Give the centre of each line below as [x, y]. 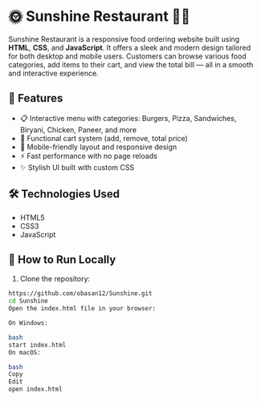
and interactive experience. [53, 73]
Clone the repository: [55, 279]
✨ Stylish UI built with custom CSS [77, 167]
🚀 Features [36, 98]
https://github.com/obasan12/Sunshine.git [80, 294]
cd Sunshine [28, 301]
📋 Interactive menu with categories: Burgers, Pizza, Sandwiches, [128, 118]
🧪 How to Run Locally [62, 259]
